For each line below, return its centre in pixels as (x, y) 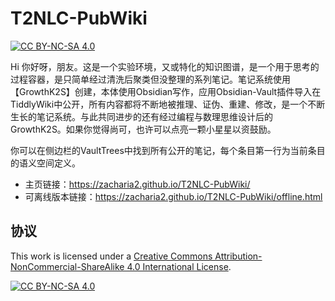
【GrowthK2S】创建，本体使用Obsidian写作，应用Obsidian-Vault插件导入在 (166, 91)
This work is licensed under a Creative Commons (111, 256)
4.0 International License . (179, 266)
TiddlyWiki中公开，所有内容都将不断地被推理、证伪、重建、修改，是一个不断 (168, 104)
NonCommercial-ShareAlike (67, 266)
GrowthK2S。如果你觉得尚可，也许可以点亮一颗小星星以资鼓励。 (143, 129)
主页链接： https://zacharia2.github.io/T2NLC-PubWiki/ (137, 184)
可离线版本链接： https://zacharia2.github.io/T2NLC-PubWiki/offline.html (173, 196)
